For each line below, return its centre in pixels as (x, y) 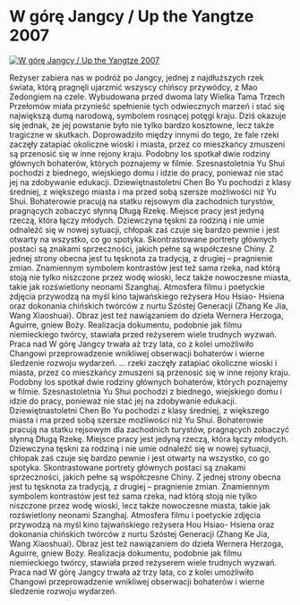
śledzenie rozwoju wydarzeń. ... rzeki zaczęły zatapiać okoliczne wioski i (143, 362)
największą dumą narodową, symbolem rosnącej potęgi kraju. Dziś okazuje (148, 115)
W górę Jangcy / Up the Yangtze (132, 17)
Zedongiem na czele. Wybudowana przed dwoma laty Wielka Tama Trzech (147, 97)
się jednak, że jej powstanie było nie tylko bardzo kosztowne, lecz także (142, 125)
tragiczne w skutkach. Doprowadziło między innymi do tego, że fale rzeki (144, 134)
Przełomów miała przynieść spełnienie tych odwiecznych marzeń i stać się (147, 106)
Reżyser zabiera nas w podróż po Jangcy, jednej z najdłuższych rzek (137, 77)
